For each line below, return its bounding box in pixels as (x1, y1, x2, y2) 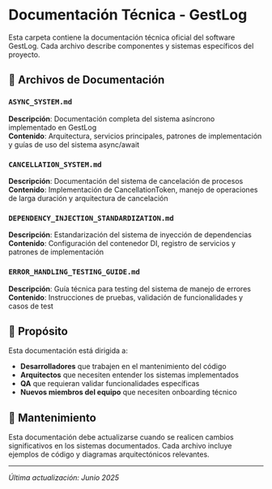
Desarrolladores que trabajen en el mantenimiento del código (19, 362, 227, 372)
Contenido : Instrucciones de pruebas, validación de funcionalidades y (8, 292, 244, 302)
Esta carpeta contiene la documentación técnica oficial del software (8, 32, 236, 42)
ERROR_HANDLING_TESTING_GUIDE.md (8, 267, 140, 277)
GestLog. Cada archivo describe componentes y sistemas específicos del (8, 40, 254, 50)
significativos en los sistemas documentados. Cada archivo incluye (8, 441, 232, 451)
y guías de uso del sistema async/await (8, 139, 140, 149)
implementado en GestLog (8, 122, 97, 132)
